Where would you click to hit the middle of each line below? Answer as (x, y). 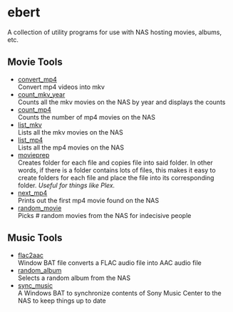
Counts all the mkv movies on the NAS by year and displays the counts (121, 102)
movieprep (33, 155)
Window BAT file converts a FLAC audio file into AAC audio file (109, 262)
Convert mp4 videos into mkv (61, 87)
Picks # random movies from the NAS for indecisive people (104, 215)
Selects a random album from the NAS (74, 278)
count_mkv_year (41, 94)
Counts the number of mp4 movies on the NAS (86, 117)
